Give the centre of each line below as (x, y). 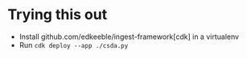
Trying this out (58, 15)
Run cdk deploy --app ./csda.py (74, 44)
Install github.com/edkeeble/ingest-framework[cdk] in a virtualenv (129, 37)
